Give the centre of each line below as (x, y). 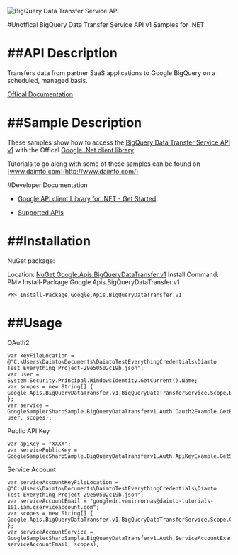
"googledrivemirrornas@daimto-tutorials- (152, 501)
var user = (23, 374)
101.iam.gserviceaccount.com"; (53, 507)
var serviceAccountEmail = (47, 501)
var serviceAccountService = (50, 532)
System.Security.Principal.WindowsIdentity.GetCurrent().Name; (103, 380)
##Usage (35, 323)
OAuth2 (18, 342)
